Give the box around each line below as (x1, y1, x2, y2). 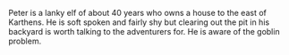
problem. (8, 35, 42, 46)
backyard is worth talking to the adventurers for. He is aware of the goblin (8, 27, 280, 36)
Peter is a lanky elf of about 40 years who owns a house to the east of (8, 8, 268, 18)
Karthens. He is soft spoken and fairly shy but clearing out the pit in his (8, 17, 270, 27)
